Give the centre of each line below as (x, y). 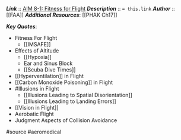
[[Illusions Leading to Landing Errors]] (70, 101)
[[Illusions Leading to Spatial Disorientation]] (78, 95)
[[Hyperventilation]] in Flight (49, 76)
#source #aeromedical (34, 132)
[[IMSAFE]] (37, 44)
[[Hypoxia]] (37, 57)
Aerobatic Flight (34, 114)
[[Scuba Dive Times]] (50, 70)
